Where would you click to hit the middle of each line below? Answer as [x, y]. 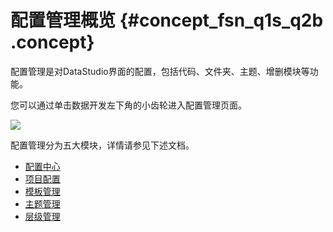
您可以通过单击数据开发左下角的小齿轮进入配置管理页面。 [128, 105]
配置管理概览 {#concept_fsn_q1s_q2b [167, 20]
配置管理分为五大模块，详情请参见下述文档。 [102, 145]
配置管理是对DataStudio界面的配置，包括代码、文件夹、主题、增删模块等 [160, 71]
